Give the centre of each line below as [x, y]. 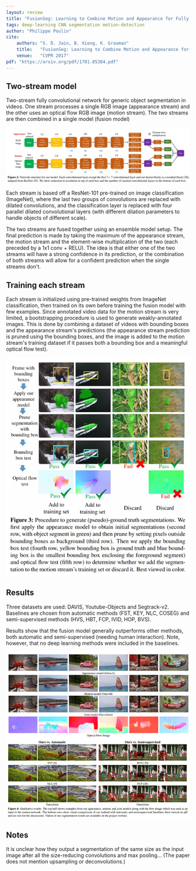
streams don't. [23, 267]
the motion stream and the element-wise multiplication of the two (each [92, 242]
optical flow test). [27, 349]
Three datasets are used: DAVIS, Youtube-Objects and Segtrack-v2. [87, 607]
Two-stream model [41, 86]
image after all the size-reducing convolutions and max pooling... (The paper [98, 855]
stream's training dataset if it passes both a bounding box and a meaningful [97, 343]
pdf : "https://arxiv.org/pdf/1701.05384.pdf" [62, 62]
